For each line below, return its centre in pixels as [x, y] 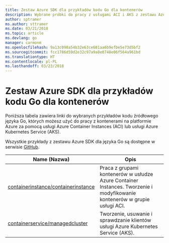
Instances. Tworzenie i [126, 187]
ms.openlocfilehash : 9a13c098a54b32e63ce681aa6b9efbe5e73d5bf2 [73, 47]
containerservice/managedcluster [48, 223]
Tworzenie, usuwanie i [126, 214]
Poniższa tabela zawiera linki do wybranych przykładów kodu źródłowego [82, 116]
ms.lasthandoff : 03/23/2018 [35, 66]
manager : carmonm [23, 43]
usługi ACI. [112, 206]
